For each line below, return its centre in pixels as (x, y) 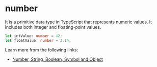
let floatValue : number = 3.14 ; (38, 40)
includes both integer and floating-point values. (53, 27)
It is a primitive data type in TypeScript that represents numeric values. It (78, 22)
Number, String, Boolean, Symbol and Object (57, 59)
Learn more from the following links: (42, 50)
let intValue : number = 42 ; (34, 36)
